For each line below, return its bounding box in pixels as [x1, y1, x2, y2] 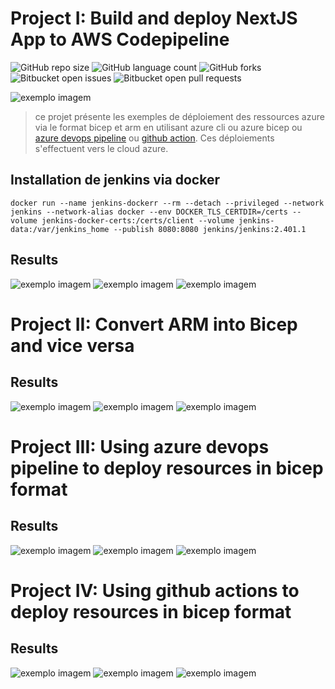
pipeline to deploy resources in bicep [10, 457, 324, 479]
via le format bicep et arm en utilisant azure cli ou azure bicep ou [34, 121, 303, 133]
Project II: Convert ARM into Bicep [10, 313, 298, 336]
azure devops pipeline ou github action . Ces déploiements [34, 132, 275, 144]
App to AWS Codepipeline [10, 28, 230, 51]
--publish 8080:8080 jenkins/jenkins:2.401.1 [113, 224, 307, 234]
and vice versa [10, 334, 135, 357]
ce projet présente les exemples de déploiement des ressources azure [34, 110, 325, 122]
